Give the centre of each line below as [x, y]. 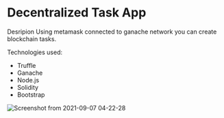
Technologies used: [35, 52]
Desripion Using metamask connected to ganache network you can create [112, 32]
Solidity [28, 87]
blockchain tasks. [32, 38]
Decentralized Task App [77, 13]
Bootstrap [31, 95]
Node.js [28, 80]
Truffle [26, 65]
